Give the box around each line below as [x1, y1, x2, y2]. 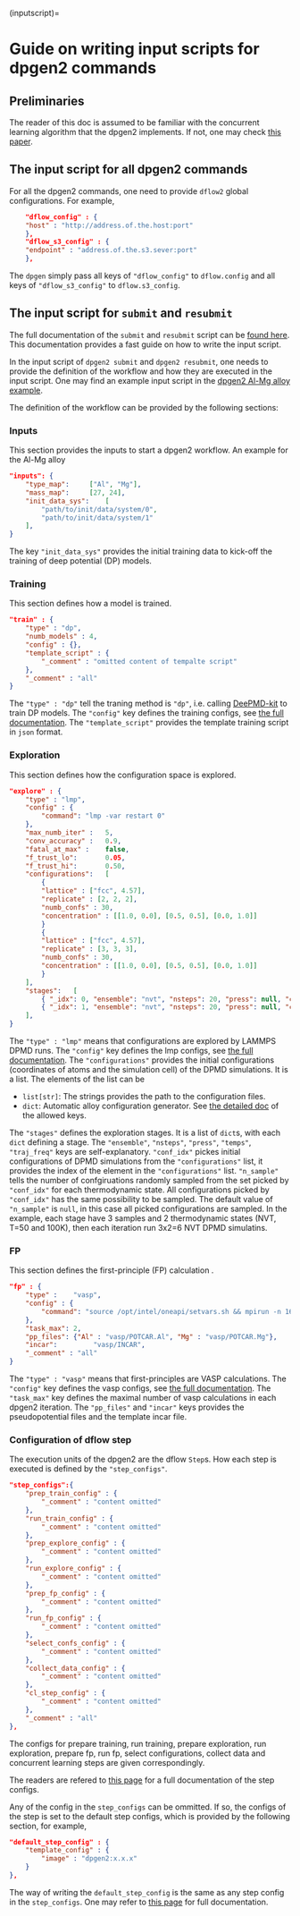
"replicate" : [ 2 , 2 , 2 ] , [41, 894, 138, 904]
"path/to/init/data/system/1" [41, 513, 154, 522]
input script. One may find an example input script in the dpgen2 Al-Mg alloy [9, 375, 291, 386]
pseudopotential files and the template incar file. [9, 1412, 187, 1422]
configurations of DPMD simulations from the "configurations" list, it [9, 1156, 263, 1166]
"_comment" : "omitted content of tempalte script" [41, 657, 238, 666]
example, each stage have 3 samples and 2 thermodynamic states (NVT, [9, 1213, 277, 1224]
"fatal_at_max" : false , [25, 844, 129, 853]
